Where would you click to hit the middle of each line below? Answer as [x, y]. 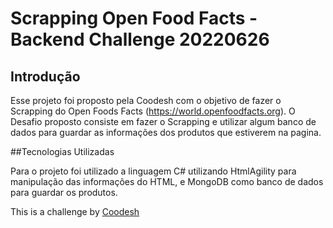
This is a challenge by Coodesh [75, 211]
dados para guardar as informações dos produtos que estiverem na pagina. [166, 132]
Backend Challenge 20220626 [140, 39]
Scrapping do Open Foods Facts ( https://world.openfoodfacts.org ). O [153, 111]
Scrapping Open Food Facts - [134, 18]
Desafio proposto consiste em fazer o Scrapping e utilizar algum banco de [163, 121]
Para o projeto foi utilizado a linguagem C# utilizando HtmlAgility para [153, 171]
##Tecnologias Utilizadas [62, 151]
